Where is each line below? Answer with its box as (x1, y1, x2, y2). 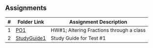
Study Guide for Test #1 (51, 34, 106, 41)
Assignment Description (69, 18, 127, 25)
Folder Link (17, 18, 44, 25)
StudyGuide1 (15, 34, 46, 41)
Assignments (5, 4, 47, 12)
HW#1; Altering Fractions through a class (51, 26, 146, 33)
